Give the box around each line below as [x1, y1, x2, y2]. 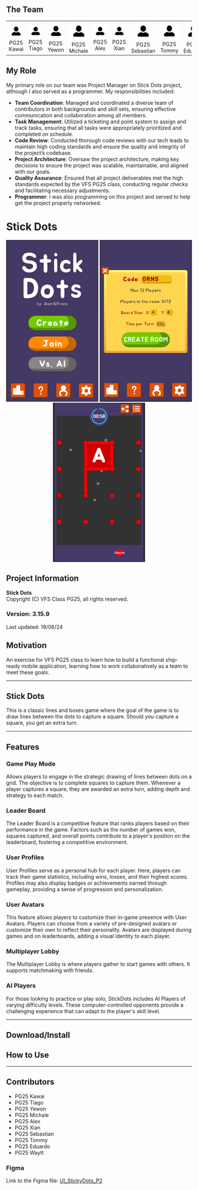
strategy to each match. [6, 792, 64, 799]
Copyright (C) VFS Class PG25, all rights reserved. [6, 595, 128, 602]
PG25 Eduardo [14, 1143, 51, 1150]
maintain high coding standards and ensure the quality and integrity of [14, 143, 186, 150]
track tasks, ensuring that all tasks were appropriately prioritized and [14, 124, 181, 131]
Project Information [6, 573, 79, 584]
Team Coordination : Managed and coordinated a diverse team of [14, 99, 174, 106]
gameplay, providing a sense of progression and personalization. [6, 885, 164, 892]
